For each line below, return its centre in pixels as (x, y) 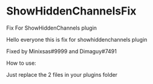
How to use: (21, 63)
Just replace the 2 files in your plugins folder (62, 74)
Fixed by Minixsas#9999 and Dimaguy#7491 (61, 51)
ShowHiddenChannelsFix (71, 11)
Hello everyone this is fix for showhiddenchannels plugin (77, 39)
